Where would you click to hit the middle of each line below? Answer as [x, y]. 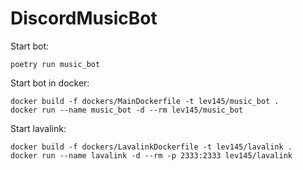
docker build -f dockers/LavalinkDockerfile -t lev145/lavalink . [151, 147]
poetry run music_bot [55, 64]
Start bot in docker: [50, 83]
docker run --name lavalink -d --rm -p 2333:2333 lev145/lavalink [151, 155]
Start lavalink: [38, 128]
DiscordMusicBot [84, 18]
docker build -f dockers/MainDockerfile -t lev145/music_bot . [145, 101]
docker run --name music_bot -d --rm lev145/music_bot [127, 110]
